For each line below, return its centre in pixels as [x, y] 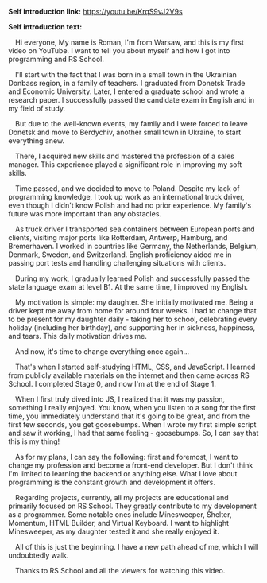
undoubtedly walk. [39, 555]
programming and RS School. [56, 59]
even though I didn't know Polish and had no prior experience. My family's [130, 205]
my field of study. [37, 108]
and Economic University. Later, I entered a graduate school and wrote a [126, 91]
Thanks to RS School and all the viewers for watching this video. [120, 571]
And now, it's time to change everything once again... [103, 352]
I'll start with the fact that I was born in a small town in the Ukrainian [126, 74]
